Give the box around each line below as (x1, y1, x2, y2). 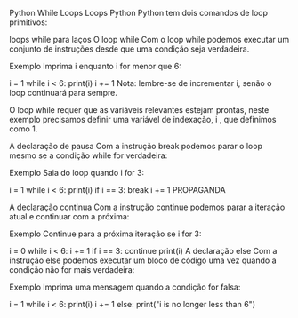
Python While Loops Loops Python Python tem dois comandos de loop (9, 8, 269, 18)
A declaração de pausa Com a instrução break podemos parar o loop (9, 141, 262, 151)
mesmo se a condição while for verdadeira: (9, 150, 168, 161)
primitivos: (9, 17, 48, 28)
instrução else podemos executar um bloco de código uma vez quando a (9, 255, 277, 266)
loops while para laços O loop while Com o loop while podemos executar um (9, 35, 290, 44)
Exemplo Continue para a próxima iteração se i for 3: (9, 228, 202, 239)
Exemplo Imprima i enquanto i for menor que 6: (9, 61, 182, 71)
